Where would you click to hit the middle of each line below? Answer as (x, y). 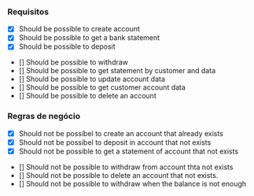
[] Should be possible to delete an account (87, 96)
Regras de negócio (44, 116)
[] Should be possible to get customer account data (102, 87)
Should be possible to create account (79, 29)
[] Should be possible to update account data (92, 79)
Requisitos (28, 12)
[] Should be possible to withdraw (74, 62)
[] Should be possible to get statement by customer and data (117, 71)
